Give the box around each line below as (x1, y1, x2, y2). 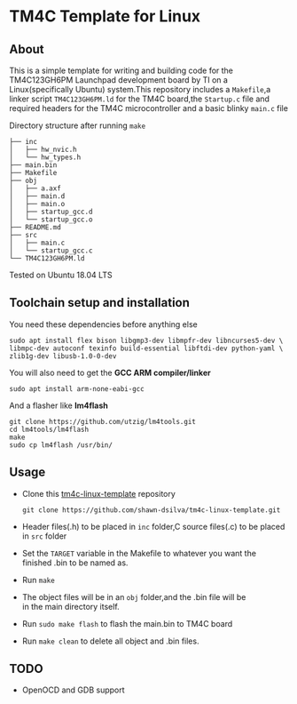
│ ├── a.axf (9, 184, 62, 193)
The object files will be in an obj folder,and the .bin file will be (21, 591, 246, 602)
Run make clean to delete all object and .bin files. (21, 636, 199, 646)
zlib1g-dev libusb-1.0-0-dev (9, 351, 117, 361)
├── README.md (9, 223, 62, 232)
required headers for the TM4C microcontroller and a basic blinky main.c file (9, 103, 288, 113)
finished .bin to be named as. (21, 557, 129, 568)
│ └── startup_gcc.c (9, 246, 93, 255)
